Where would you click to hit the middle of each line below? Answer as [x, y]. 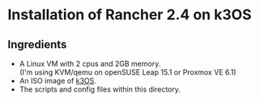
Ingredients [37, 45]
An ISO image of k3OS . [58, 81]
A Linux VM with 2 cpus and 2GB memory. [90, 63]
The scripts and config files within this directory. [100, 89]
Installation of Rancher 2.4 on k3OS [130, 15]
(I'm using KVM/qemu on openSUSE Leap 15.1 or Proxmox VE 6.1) [128, 72]
